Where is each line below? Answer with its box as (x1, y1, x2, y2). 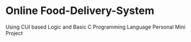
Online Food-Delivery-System (5, 4, 155, 17)
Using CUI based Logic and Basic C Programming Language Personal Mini (5, 23, 186, 30)
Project (5, 29, 23, 36)
